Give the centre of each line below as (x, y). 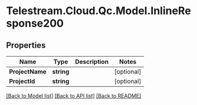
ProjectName (28, 72)
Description (92, 62)
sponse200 (35, 23)
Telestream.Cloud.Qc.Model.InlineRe (99, 11)
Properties (26, 45)
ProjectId (22, 81)
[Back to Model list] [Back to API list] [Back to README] (74, 96)
